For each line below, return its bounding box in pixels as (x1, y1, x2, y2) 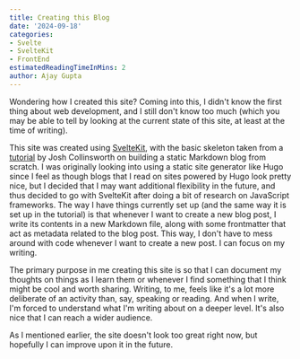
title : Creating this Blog (9, 13, 110, 22)
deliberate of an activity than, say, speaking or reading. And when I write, (9, 293, 279, 303)
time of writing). (9, 125, 69, 136)
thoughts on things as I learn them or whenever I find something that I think (9, 274, 287, 285)
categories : (9, 30, 54, 39)
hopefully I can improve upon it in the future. (9, 338, 173, 350)
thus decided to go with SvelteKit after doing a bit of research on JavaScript (9, 189, 289, 200)
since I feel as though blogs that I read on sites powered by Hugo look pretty (9, 171, 292, 181)
